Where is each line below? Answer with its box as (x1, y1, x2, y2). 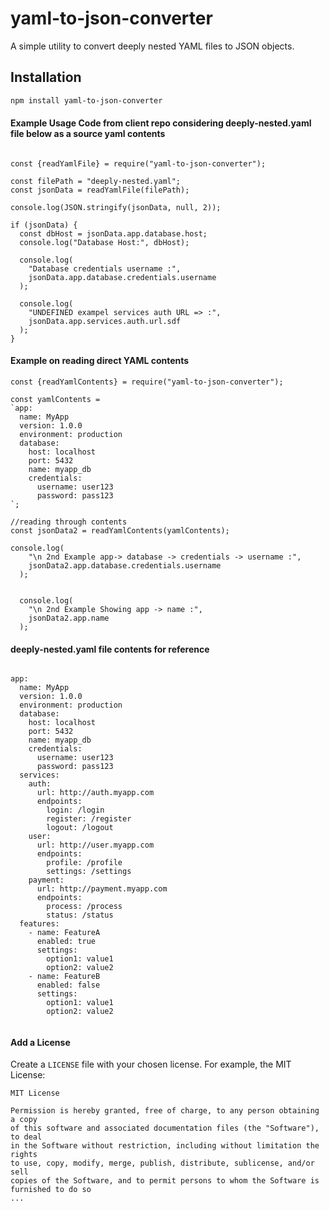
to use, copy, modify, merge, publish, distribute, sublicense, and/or (10, 1158, 315, 1169)
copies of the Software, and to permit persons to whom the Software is (10, 1176, 320, 1186)
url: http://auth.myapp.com (36, 788, 155, 798)
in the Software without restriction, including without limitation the (10, 1141, 320, 1151)
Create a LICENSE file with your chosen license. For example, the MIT (10, 1058, 292, 1071)
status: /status (46, 910, 114, 921)
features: (19, 919, 60, 929)
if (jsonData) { (10, 220, 78, 230)
